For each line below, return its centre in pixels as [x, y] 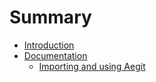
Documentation [55, 55]
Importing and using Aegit [92, 66]
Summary [50, 17]
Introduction [49, 45]
